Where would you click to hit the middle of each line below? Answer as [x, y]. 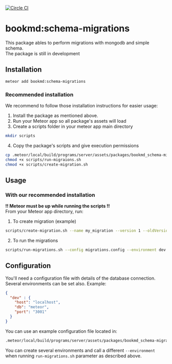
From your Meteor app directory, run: [44, 212]
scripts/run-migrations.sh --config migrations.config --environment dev [86, 250]
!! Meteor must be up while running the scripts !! [58, 206]
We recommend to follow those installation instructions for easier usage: [82, 105]
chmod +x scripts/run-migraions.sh [43, 160]
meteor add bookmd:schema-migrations [46, 81]
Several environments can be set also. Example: [56, 283]
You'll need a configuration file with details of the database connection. [81, 278]
